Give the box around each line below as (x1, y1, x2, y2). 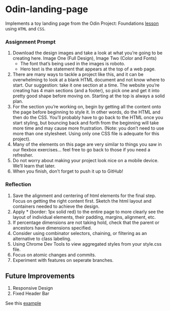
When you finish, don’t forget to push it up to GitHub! (12, 168, 123, 174)
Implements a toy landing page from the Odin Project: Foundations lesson (5, 20, 159, 26)
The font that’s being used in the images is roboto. (20, 61, 125, 67)
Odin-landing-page (5, 4, 88, 15)
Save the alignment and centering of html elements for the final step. (12, 192, 156, 199)
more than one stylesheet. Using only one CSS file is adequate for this (12, 131, 160, 137)
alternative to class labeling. (12, 236, 72, 242)
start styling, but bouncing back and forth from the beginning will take (12, 120, 159, 126)
